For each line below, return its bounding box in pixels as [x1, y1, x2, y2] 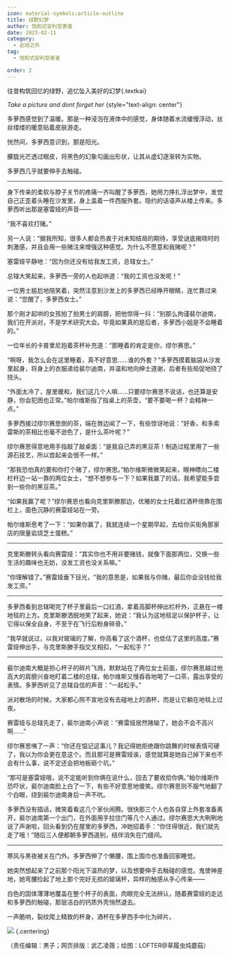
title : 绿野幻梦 [7, 16, 49, 23]
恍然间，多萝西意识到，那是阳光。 [7, 138, 103, 146]
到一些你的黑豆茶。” [7, 482, 62, 491]
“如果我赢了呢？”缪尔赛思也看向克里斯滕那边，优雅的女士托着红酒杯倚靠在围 [7, 497, 222, 505]
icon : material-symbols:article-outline [7, 10, 125, 17]
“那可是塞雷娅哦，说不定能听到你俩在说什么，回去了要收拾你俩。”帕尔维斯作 [7, 773, 220, 781]
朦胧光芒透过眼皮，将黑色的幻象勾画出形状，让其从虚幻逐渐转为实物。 [7, 152, 205, 160]
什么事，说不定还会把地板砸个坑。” [18, 759, 115, 767]
